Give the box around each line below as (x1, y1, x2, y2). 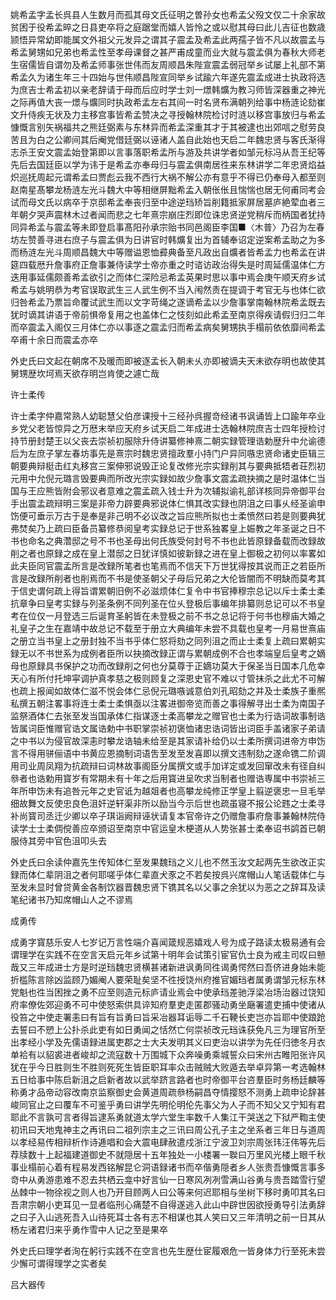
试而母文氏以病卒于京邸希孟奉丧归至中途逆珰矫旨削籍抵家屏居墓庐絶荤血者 (10, 196, 317, 208)
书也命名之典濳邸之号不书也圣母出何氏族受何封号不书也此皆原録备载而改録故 (10, 535, 326, 547)
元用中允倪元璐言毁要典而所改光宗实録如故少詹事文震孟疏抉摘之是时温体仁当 (10, 473, 326, 484)
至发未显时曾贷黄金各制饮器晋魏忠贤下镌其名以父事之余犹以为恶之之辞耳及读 (10, 881, 326, 893)
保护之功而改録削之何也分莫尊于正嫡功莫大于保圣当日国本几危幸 (62, 660, 326, 672)
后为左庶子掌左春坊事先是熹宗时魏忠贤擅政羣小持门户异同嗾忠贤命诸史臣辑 (10, 448, 317, 459)
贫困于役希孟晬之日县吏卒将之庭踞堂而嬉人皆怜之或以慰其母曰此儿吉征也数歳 (10, 21, 326, 33)
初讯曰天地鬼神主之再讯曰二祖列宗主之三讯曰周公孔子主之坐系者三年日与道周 (10, 1124, 326, 1135)
